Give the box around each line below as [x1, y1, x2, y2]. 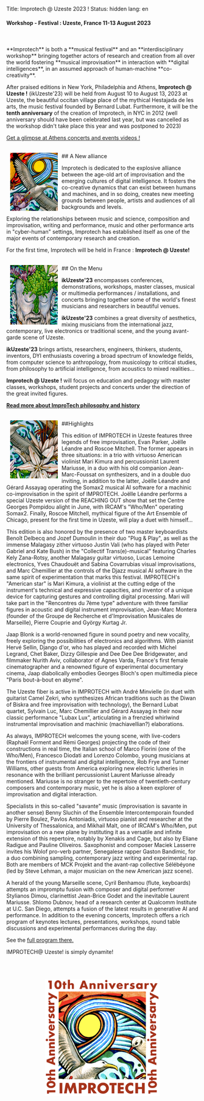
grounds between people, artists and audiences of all [62, 197, 195, 204]
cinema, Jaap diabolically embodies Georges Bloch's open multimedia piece [6, 670, 198, 677]
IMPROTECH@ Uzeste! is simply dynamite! [6, 948, 114, 956]
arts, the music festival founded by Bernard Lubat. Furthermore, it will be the [6, 103, 198, 111]
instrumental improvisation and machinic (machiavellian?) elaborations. [6, 721, 185, 728]
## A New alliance [62, 153, 108, 160]
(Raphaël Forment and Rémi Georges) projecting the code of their [6, 739, 171, 746]
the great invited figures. [6, 390, 68, 398]
